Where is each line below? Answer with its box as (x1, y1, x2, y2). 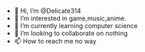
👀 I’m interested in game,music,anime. (14, 14, 127, 22)
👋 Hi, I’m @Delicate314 (14, 7, 81, 15)
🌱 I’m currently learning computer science (14, 22, 138, 30)
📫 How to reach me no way (14, 37, 96, 45)
